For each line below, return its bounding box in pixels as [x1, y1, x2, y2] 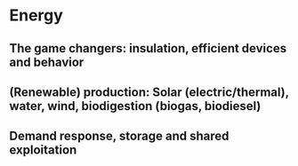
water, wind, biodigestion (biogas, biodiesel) [9, 99, 262, 114]
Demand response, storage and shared [9, 129, 230, 144]
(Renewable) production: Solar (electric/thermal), [9, 84, 289, 99]
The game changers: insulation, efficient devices [9, 41, 287, 56]
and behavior [9, 54, 85, 69]
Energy [9, 5, 64, 26]
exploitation [9, 143, 77, 158]
